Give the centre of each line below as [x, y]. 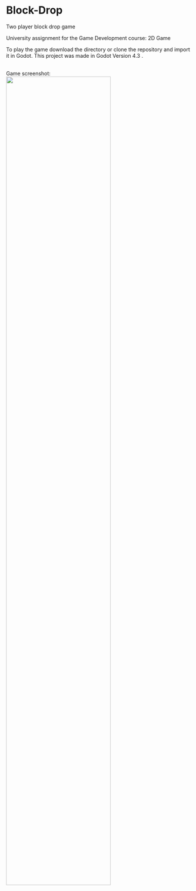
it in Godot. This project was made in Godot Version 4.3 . [74, 55]
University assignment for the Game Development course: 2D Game [88, 38]
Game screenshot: [29, 73]
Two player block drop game [41, 27]
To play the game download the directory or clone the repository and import [98, 49]
